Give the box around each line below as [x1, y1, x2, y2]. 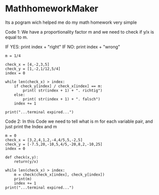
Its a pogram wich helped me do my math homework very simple [5, 19, 137, 25]
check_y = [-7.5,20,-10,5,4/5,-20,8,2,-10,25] [5, 142, 103, 146]
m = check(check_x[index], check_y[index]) [14, 172, 105, 177]
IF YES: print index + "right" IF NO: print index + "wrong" [5, 44, 120, 49]
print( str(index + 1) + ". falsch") [23, 97, 100, 101]
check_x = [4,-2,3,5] [5, 62, 50, 67]
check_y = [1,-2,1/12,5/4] [5, 66, 61, 71]
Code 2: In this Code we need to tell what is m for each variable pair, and [5, 118, 153, 124]
